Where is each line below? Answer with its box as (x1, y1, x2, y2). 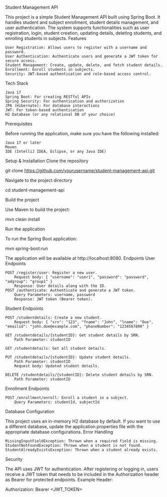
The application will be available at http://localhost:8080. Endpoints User (5, 255, 155, 261)
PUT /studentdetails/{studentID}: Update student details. (5, 355, 131, 360)
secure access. (5, 58, 37, 63)
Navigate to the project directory (5, 177, 73, 183)
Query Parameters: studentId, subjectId (14, 400, 100, 405)
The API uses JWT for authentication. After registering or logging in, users (5, 466, 158, 472)
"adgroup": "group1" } (5, 279, 53, 284)
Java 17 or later (5, 140, 42, 145)
